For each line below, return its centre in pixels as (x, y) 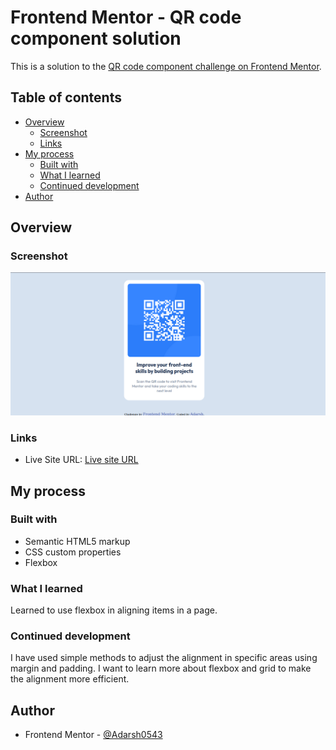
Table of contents (66, 97)
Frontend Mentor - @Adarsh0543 (93, 735)
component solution (96, 38)
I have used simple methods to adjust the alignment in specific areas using (164, 658)
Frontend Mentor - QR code (126, 17)
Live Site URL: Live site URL (81, 460)
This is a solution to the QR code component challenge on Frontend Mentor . (166, 66)
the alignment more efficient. (70, 679)
